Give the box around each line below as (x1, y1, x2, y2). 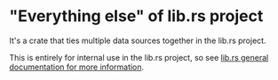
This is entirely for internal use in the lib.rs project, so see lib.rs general (9, 52, 269, 62)
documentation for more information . (9, 62, 145, 72)
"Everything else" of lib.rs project (9, 6, 264, 26)
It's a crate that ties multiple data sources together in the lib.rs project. (9, 35, 266, 46)
